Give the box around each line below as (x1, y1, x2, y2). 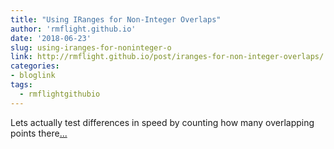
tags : (10, 80, 33, 90)
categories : (10, 61, 60, 71)
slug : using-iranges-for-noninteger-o (10, 42, 172, 53)
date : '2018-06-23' (10, 33, 92, 43)
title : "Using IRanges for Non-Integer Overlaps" (10, 14, 222, 25)
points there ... (10, 127, 68, 139)
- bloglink (10, 71, 56, 81)
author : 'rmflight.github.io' (10, 24, 137, 34)
